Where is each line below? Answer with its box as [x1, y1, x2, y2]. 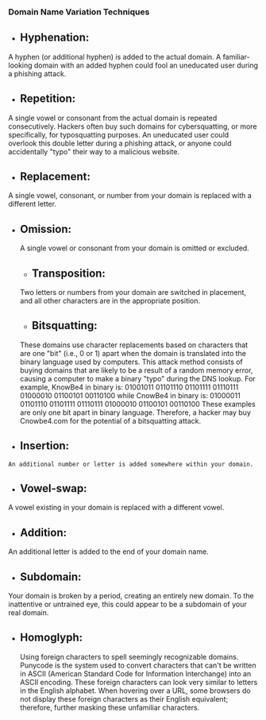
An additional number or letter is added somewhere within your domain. [8, 460, 254, 468]
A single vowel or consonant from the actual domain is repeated [8, 113, 218, 122]
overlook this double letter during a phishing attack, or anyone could [8, 138, 232, 148]
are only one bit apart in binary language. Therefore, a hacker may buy [19, 408, 252, 417]
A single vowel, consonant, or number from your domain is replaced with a [8, 191, 252, 200]
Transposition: [31, 266, 106, 280]
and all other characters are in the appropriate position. [19, 296, 201, 305]
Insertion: [19, 439, 70, 453]
